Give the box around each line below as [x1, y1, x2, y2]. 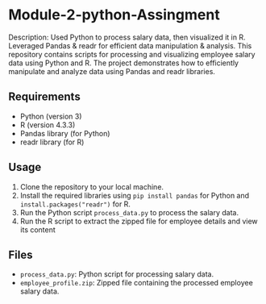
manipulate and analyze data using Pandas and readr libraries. [8, 66, 216, 76]
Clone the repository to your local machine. [19, 181, 164, 191]
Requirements [8, 90, 81, 104]
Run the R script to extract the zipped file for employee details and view [19, 216, 258, 226]
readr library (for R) [19, 137, 85, 147]
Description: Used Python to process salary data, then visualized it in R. [8, 32, 246, 42]
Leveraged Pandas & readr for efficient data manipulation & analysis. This [8, 40, 252, 50]
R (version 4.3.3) [19, 119, 76, 130]
